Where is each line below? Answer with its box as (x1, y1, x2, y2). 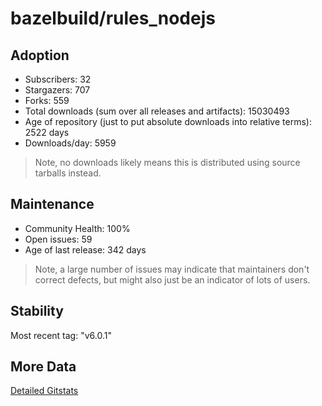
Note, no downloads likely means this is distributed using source (34, 157, 301, 168)
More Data (10, 358, 77, 376)
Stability (10, 303, 64, 320)
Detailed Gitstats (10, 385, 79, 397)
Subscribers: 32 (24, 73, 92, 85)
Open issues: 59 (24, 233, 93, 245)
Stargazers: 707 (24, 84, 91, 96)
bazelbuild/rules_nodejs (10, 7, 216, 30)
